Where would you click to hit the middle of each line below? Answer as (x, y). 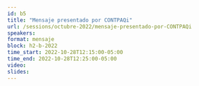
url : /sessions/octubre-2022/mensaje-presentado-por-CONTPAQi (99, 26)
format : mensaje (31, 40)
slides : (19, 71)
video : (17, 65)
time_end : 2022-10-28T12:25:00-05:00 (62, 59)
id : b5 (17, 14)
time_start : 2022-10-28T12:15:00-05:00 (65, 53)
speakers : (22, 33)
